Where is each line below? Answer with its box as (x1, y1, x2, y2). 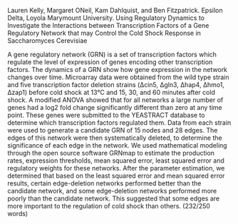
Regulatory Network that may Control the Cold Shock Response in (7, 29, 202, 37)
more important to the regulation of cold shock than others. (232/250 (7, 202, 210, 210)
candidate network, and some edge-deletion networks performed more (7, 187, 217, 195)
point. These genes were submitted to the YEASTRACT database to (7, 111, 205, 119)
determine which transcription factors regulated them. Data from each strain (7, 118, 232, 127)
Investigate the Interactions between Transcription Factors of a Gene (7, 21, 209, 29)
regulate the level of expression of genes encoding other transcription (7, 58, 213, 66)
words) (7, 210, 29, 218)
